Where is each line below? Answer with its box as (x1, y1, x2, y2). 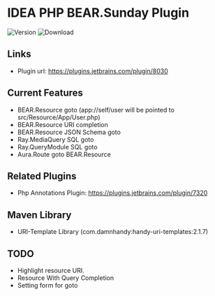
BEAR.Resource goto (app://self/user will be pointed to (17, 105, 175, 114)
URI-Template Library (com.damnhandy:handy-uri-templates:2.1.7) (17, 228, 208, 236)
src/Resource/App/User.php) (17, 113, 101, 121)
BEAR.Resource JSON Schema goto (17, 128, 121, 136)
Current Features (7, 87, 84, 99)
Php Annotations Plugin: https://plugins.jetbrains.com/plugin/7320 (17, 188, 208, 197)
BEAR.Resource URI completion (17, 120, 108, 128)
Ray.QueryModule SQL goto (17, 142, 98, 151)
